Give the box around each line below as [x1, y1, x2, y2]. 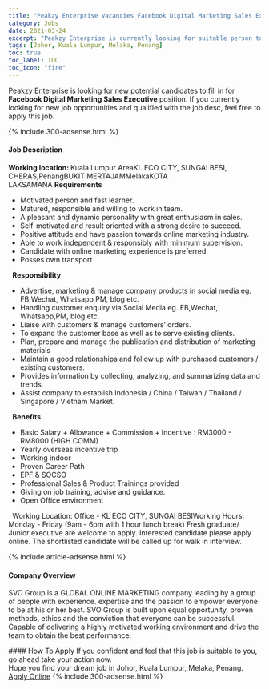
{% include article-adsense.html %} [8, 551, 126, 561]
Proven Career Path [19, 461, 86, 471]
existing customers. [19, 362, 86, 372]
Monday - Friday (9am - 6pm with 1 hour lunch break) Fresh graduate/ [8, 519, 239, 529]
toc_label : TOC [8, 57, 59, 65]
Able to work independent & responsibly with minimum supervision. [19, 238, 243, 247]
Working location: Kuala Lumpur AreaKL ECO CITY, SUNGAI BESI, [8, 162, 227, 172]
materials [19, 345, 50, 355]
